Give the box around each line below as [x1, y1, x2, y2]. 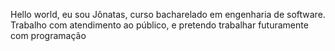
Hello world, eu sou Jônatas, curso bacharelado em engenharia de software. [10, 9, 326, 20]
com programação [10, 30, 87, 41]
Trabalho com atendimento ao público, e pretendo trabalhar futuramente [10, 19, 309, 31]
